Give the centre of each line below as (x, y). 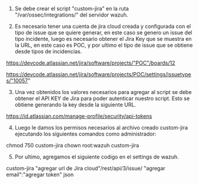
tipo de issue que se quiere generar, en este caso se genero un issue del (103, 33)
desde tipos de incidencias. (48, 51)
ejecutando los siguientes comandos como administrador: (86, 134)
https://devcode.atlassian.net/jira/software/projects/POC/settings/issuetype (99, 74)
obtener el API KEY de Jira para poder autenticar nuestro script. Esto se (102, 98)
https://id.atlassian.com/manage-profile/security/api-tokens (79, 116)
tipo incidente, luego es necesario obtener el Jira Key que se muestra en (103, 39)
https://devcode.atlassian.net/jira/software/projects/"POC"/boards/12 (91, 63)
